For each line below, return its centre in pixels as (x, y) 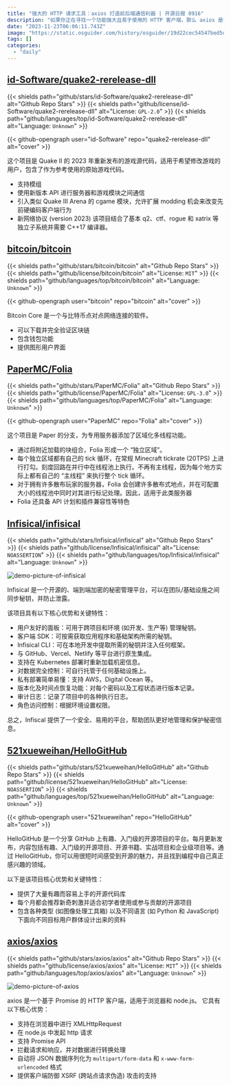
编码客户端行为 (51, 209)
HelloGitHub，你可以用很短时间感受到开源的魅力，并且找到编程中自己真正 (119, 856)
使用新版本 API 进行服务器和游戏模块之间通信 (81, 192)
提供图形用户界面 (41, 347)
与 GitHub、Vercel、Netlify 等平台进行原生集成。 (86, 654)
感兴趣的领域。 (28, 864)
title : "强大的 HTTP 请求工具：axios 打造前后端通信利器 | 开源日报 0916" (106, 13)
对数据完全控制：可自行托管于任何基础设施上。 (83, 671)
